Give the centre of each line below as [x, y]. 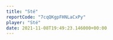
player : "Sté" [24, 22]
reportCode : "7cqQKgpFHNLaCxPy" [46, 17]
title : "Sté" [22, 11]
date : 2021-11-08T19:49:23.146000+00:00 [57, 28]
